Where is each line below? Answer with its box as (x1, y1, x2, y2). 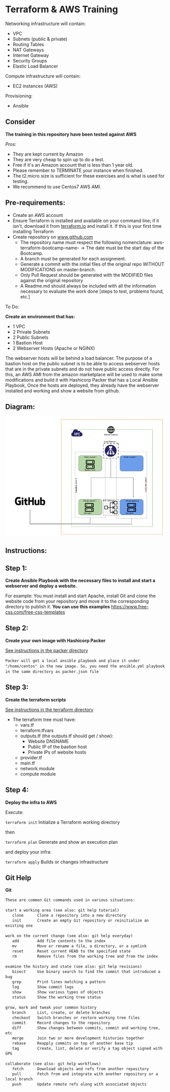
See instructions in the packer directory (5, 647, 88, 653)
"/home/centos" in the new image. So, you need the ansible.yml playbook (5, 664, 165, 669)
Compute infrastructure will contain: (5, 73, 81, 79)
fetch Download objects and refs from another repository (12, 1066, 149, 1072)
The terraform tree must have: (12, 716, 76, 723)
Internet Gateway (12, 52, 49, 58)
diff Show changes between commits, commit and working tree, (12, 1025, 160, 1031)
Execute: (5, 809, 24, 815)
